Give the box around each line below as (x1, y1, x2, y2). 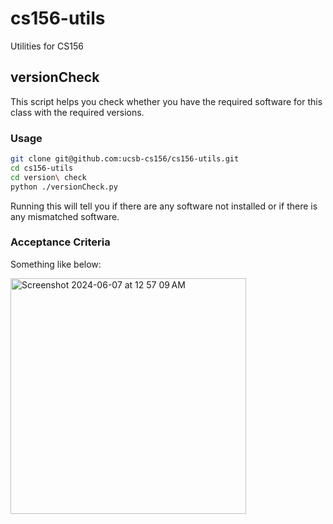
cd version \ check (10, 172, 87, 182)
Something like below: (10, 258, 102, 270)
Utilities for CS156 (10, 40, 84, 52)
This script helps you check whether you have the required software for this (10, 95, 323, 107)
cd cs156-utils (10, 163, 74, 173)
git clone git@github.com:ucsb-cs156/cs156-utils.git (10, 154, 240, 164)
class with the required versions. (10, 106, 145, 118)
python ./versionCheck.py (10, 182, 118, 192)
